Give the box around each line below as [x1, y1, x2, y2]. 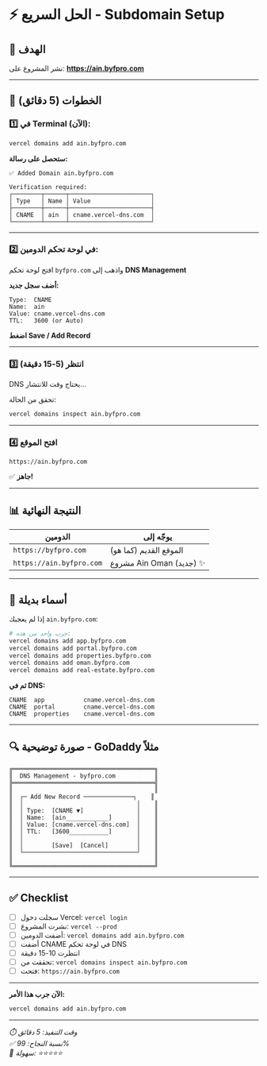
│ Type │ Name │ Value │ [9, 197, 155, 205]
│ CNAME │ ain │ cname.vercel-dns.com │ [9, 210, 155, 218]
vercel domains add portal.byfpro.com [9, 644, 137, 652]
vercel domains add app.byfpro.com [9, 636, 127, 645]
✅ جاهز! [9, 472, 34, 481]
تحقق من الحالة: [9, 395, 56, 404]
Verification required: [9, 183, 88, 191]
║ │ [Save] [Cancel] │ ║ [9, 842, 158, 850]
